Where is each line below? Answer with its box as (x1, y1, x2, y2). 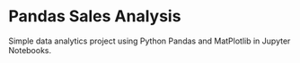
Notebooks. (8, 44, 52, 55)
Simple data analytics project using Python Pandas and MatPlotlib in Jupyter (8, 35, 291, 46)
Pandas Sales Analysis (8, 6, 181, 27)
